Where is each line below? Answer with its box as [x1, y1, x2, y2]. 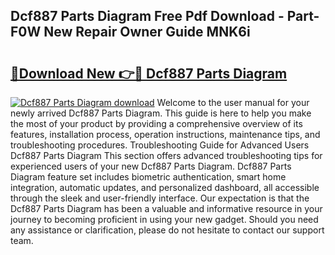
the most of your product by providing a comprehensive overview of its [10, 118, 303, 129]
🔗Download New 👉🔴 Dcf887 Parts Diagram [10, 65, 288, 82]
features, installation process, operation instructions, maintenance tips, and [10, 129, 321, 140]
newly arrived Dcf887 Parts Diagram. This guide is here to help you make [10, 107, 312, 119]
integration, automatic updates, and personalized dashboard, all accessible [10, 182, 320, 193]
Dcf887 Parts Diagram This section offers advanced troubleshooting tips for [10, 150, 323, 161]
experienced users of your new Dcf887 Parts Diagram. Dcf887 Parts [10, 160, 292, 172]
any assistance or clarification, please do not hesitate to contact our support [10, 224, 325, 236]
